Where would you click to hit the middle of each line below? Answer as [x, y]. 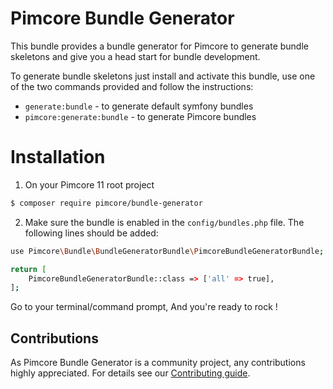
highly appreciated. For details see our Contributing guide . [130, 373]
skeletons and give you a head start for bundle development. [135, 56]
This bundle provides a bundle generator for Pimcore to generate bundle [159, 46]
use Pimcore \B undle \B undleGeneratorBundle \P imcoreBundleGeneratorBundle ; [167, 251]
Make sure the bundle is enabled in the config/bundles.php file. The [164, 222]
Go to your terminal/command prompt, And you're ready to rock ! [144, 307]
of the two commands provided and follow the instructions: [132, 86]
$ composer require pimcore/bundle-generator [106, 203]
